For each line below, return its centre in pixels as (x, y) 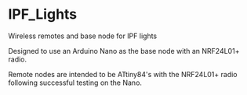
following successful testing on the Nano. (75, 83)
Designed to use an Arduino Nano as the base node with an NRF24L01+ (124, 51)
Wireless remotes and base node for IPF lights (83, 36)
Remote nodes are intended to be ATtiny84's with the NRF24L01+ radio (123, 74)
